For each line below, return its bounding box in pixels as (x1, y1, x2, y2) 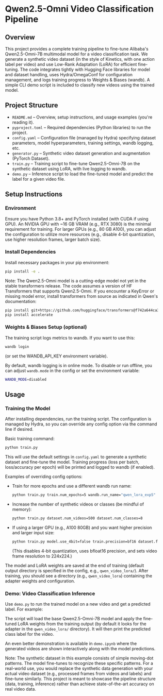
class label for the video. (5, 631, 54, 637)
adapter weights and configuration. (5, 578, 75, 584)
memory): (12, 506, 32, 512)
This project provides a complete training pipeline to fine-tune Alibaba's (5, 46, 149, 51)
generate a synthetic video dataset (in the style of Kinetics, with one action (5, 56, 155, 62)
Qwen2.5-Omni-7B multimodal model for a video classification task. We (5, 51, 148, 57)
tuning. (5, 67, 19, 72)
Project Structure (5, 101, 58, 110)
